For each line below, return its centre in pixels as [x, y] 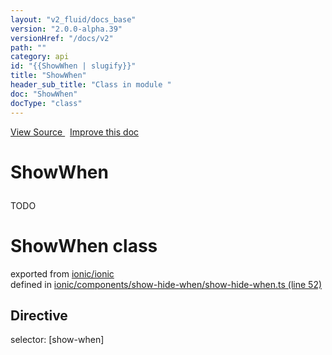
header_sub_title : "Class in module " [91, 85]
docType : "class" [46, 103]
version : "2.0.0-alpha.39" [66, 29]
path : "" [28, 47]
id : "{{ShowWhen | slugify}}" [73, 66]
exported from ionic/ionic [62, 273]
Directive [39, 316]
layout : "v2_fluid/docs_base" [73, 19]
